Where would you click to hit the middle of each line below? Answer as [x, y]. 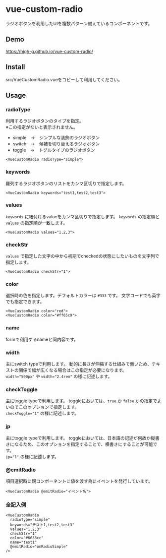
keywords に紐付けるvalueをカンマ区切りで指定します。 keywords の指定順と [83, 216]
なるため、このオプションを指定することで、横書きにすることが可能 [83, 444]
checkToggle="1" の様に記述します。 [42, 413]
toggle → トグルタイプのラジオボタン [54, 150]
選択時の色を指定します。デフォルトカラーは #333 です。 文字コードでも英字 [83, 296]
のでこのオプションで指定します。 [44, 407]
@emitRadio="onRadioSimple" [39, 547]
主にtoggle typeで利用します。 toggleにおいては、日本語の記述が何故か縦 [81, 438]
